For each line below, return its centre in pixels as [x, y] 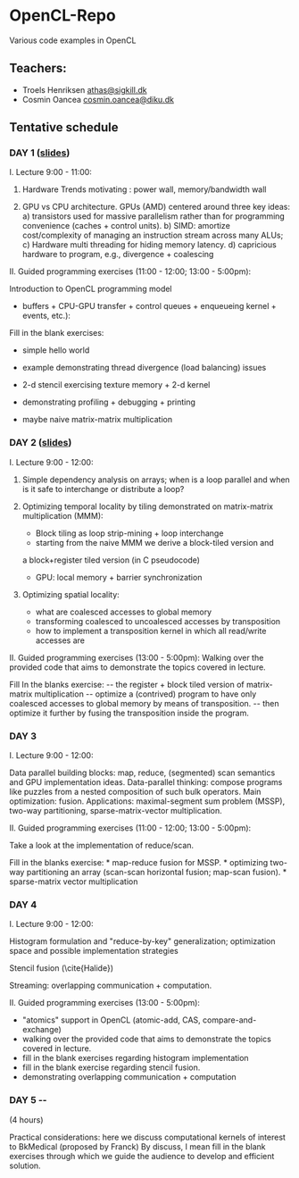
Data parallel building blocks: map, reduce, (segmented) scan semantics [142, 773]
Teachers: [38, 68]
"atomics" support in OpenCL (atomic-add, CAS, [111, 1020]
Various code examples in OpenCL [73, 40]
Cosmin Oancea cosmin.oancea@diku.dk [98, 99]
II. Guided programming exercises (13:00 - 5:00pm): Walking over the [137, 657]
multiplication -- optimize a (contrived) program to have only [145, 694]
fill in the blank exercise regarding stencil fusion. [111, 1067]
